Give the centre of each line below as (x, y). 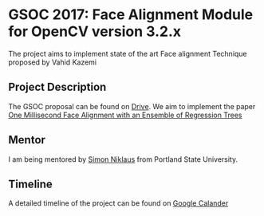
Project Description (57, 87)
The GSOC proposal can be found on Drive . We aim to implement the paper (132, 106)
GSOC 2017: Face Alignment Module (131, 15)
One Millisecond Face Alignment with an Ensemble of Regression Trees (125, 115)
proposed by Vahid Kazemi (53, 62)
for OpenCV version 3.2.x (95, 31)
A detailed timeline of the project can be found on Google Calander (118, 203)
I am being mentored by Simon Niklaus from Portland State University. (123, 159)
